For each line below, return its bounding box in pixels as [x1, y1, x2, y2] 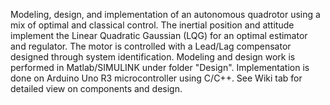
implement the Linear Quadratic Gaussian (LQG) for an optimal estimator [10, 30, 308, 41]
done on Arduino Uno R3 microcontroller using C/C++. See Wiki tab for [10, 72, 303, 84]
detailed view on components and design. [10, 83, 183, 94]
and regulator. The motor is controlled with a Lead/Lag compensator [10, 40, 292, 52]
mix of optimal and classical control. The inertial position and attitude [10, 19, 295, 31]
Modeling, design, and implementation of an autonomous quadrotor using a [10, 9, 321, 20]
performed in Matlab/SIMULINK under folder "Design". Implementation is [10, 62, 310, 73]
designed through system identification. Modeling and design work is [10, 51, 296, 63]
